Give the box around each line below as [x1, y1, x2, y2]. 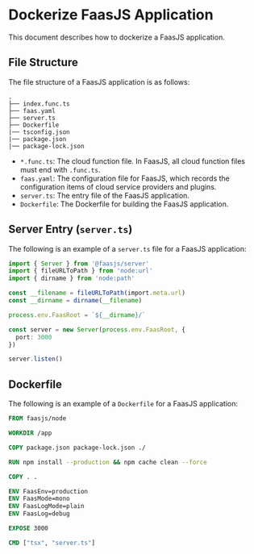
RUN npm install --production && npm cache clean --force [8, 458, 207, 466]
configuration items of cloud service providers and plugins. [19, 181, 217, 191]
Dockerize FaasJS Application [8, 6, 214, 24]
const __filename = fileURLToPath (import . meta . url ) [8, 289, 185, 298]
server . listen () [8, 355, 63, 364]
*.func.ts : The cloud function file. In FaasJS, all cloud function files [19, 156, 246, 166]
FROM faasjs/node [8, 414, 67, 423]
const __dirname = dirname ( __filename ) [8, 297, 143, 305]
